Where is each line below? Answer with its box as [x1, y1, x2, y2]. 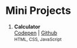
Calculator [14, 23, 41, 30]
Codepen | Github [14, 29, 58, 36]
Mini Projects [5, 4, 71, 17]
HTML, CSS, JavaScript [14, 36, 62, 42]
